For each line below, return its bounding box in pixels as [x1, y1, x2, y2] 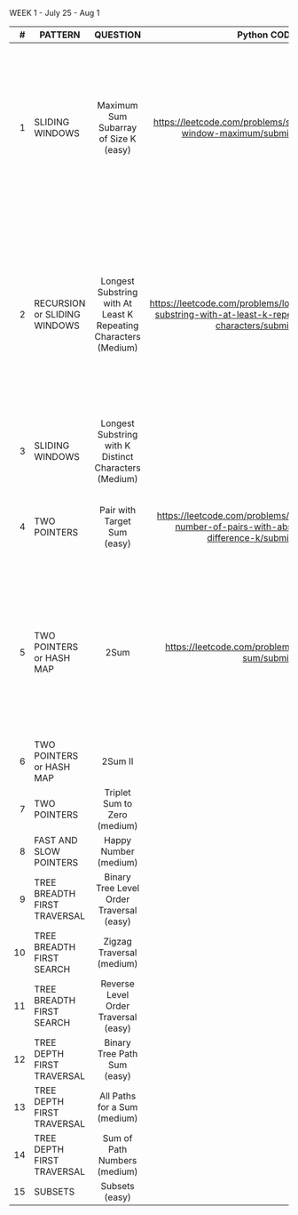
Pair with [98, 504, 136, 516]
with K [105, 439, 131, 452]
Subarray [98, 122, 137, 133]
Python [236, 28, 269, 41]
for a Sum [97, 1101, 138, 1113]
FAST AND [34, 834, 78, 846]
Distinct [101, 451, 134, 463]
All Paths [98, 1090, 137, 1102]
